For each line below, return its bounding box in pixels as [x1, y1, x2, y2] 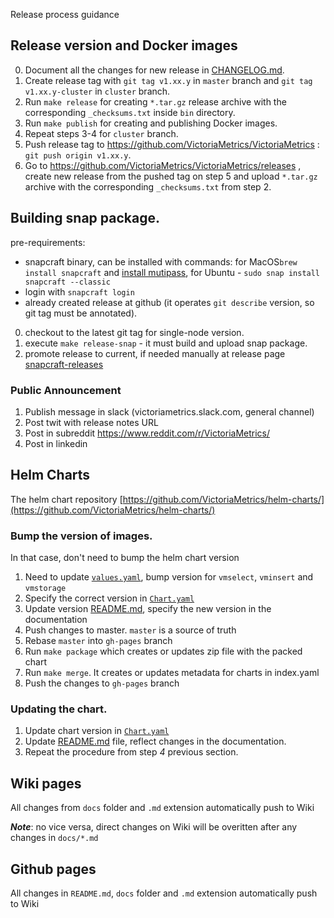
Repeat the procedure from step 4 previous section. [24, 746, 239, 758]
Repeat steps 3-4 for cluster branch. [24, 127, 179, 139]
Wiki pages [10, 775, 82, 792]
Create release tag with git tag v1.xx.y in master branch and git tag [24, 74, 313, 86]
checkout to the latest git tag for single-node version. [24, 326, 245, 338]
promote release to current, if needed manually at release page [24, 347, 286, 359]
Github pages [10, 860, 97, 878]
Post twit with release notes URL [24, 416, 159, 428]
